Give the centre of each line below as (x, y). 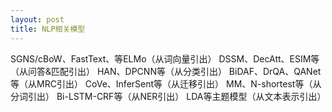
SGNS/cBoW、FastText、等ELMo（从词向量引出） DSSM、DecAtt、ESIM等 (165, 58)
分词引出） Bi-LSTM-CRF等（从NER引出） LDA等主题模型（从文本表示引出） (168, 96)
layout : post (37, 19)
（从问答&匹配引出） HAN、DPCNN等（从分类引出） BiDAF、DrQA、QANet (166, 71)
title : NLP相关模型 (48, 29)
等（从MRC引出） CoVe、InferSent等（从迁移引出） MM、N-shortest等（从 (166, 83)
